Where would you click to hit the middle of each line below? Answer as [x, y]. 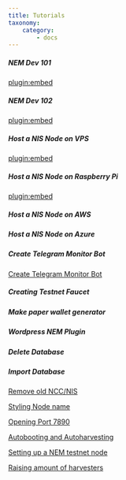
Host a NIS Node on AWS [50, 214]
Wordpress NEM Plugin [47, 332]
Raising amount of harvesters [56, 468]
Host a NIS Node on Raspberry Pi [63, 176]
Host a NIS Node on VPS [48, 138]
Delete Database [36, 352]
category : [39, 30]
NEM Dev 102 [30, 100]
